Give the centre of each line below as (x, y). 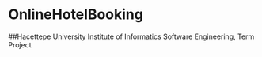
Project (20, 44)
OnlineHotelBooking (76, 15)
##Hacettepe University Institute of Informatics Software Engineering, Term (131, 36)
